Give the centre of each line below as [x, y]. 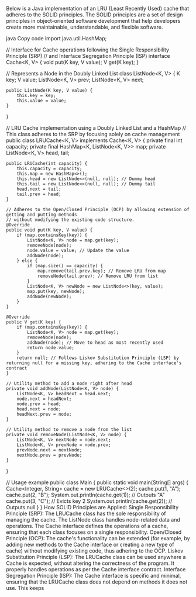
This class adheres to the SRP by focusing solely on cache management [93, 134]
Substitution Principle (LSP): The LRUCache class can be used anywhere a [96, 557]
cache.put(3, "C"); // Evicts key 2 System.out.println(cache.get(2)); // [89, 501]
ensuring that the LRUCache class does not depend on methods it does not [97, 582]
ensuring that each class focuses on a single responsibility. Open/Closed [94, 532]
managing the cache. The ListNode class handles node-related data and [93, 520]
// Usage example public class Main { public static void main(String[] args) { [97, 482]
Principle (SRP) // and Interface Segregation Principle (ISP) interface [88, 56]
